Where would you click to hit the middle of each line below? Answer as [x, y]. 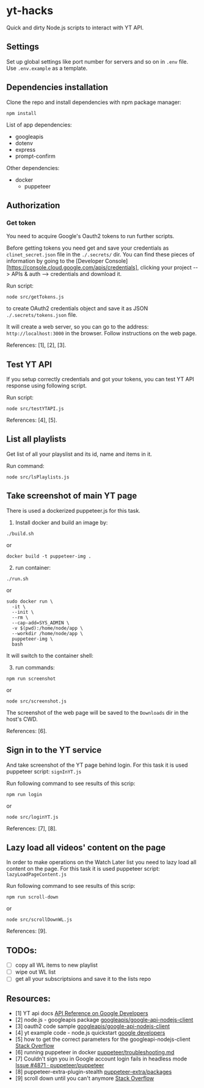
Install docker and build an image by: [61, 522]
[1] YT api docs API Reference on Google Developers [82, 1013]
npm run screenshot [31, 679]
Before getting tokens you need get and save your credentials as [88, 248]
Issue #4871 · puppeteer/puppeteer [60, 1065]
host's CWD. [22, 719]
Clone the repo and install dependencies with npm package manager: [94, 102]
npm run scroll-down [33, 897]
